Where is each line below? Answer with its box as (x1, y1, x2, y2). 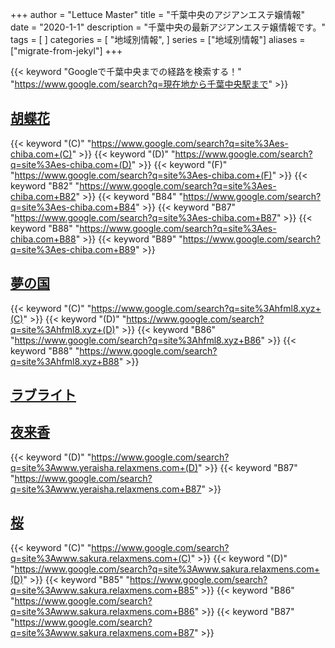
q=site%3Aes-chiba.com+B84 (10, 201, 137, 213)
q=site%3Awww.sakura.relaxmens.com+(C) (10, 552, 192, 564)
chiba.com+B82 (10, 190, 77, 202)
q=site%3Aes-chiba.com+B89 (10, 243, 136, 255)
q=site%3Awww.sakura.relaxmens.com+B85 (10, 584, 195, 596)
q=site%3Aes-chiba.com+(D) (10, 158, 132, 170)
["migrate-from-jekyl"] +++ (10, 45, 123, 57)
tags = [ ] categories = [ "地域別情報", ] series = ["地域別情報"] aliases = (10, 34, 306, 45)
